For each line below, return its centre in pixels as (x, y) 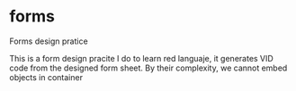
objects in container (46, 77)
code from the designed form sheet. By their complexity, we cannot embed (148, 68)
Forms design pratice (49, 41)
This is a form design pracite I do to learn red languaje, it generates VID (142, 58)
